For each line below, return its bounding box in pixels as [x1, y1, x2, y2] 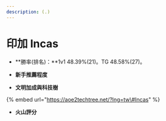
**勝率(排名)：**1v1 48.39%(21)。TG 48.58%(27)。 [15, 58, 146, 65]
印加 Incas [6, 37, 59, 50]
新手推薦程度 [15, 71, 47, 78]
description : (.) [6, 8, 50, 15]
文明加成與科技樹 [15, 83, 58, 91]
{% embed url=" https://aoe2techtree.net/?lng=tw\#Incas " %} [6, 96, 161, 103]
